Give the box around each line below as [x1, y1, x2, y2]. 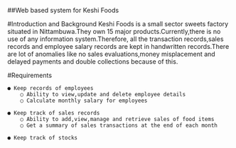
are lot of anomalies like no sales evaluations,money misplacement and [7, 50, 215, 58]
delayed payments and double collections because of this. [7, 57, 178, 66]
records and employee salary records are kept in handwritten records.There [7, 42, 230, 50]
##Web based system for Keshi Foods [7, 6, 119, 14]
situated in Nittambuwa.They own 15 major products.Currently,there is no [7, 28, 221, 35]
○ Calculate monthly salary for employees [20, 97, 148, 104]
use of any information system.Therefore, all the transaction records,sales [7, 35, 224, 43]
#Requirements [7, 71, 52, 79]
